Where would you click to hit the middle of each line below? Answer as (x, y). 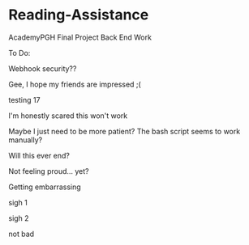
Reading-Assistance (79, 15)
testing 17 (24, 99)
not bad (21, 234)
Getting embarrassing (45, 187)
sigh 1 (18, 202)
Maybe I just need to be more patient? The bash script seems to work (124, 131)
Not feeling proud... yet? (49, 171)
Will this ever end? (39, 155)
